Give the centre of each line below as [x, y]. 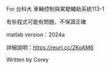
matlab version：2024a [36, 34]
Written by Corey [28, 60]
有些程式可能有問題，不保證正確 [46, 22]
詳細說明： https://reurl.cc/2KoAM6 [50, 48]
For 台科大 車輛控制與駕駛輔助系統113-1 [55, 9]
